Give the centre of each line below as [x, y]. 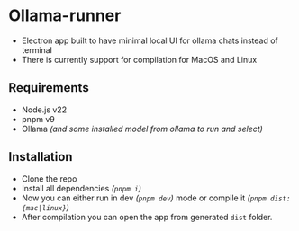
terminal [37, 49]
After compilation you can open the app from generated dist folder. [147, 217]
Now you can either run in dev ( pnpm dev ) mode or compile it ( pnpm [144, 198]
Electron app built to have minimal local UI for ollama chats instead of [149, 40]
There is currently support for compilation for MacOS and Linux [139, 59]
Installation [41, 157]
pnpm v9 [38, 119]
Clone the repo [49, 178]
